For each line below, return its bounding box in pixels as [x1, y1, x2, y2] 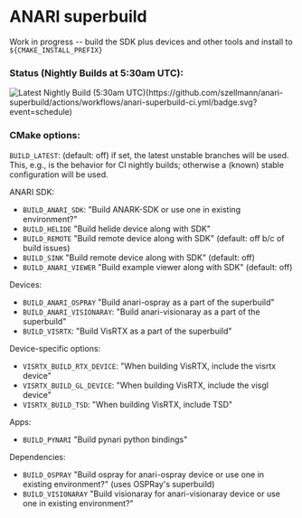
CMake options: [9, 129, 81, 142]
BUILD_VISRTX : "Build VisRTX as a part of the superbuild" [22, 325, 232, 336]
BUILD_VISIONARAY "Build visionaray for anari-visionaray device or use [22, 488, 280, 499]
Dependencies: [9, 451, 66, 462]
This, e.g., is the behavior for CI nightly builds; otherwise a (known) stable [9, 159, 285, 170]
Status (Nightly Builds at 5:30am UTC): [9, 66, 184, 79]
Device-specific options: [9, 343, 101, 353]
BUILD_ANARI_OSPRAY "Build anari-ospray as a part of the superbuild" [22, 297, 275, 307]
